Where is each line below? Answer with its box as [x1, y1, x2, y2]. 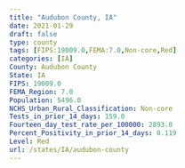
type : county [9, 37, 58, 47]
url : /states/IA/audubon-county [9, 145, 129, 154]
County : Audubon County [9, 63, 98, 72]
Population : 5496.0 [9, 95, 82, 105]
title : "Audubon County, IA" [9, 12, 117, 22]
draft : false [9, 29, 58, 38]
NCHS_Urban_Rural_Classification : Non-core [9, 104, 173, 113]
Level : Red [9, 137, 50, 146]
